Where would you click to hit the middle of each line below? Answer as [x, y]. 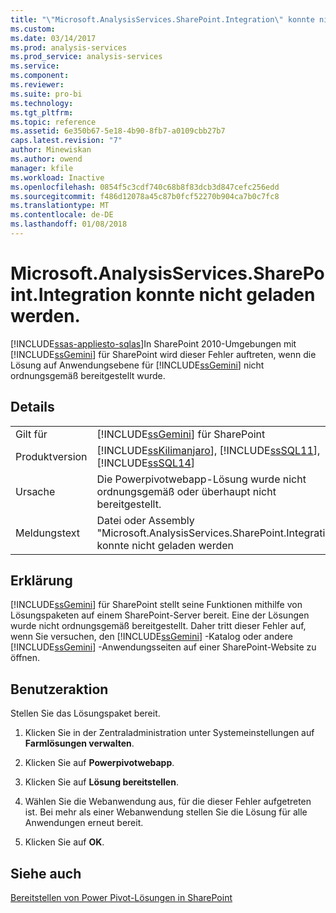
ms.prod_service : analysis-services [86, 57]
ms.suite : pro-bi [46, 94]
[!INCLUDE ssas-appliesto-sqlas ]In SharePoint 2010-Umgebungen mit [153, 343]
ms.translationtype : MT [60, 206]
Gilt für [31, 434]
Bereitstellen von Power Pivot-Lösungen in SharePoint [121, 898]
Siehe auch [46, 873]
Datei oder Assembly [145, 520]
